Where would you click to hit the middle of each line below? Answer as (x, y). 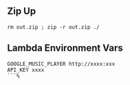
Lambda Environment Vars (65, 48)
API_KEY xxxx (26, 70)
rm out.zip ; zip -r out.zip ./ (53, 27)
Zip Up (22, 11)
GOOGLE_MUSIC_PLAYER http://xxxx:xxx (61, 64)
